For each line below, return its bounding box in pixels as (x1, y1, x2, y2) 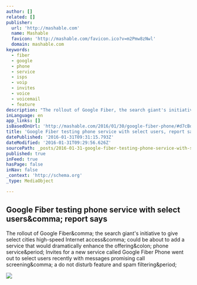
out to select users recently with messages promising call (6, 254, 145, 261)
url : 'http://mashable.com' (11, 25, 80, 31)
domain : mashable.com (11, 42, 64, 48)
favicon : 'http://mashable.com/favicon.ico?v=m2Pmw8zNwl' (11, 36, 157, 42)
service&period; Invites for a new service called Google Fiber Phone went (6, 248, 184, 256)
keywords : (6, 47, 30, 53)
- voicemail (11, 96, 41, 102)
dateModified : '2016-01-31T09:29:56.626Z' (6, 139, 111, 146)
